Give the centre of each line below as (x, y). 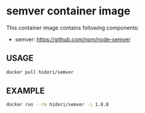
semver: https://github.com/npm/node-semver (72, 39)
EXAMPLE (26, 91)
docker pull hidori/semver (40, 72)
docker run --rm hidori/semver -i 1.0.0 (58, 105)
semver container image (68, 11)
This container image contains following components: (73, 28)
